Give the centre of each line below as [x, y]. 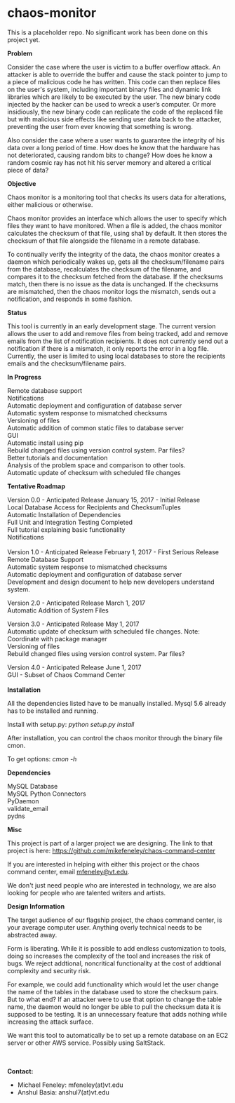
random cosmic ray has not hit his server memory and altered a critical [109, 162]
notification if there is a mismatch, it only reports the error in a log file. [108, 348]
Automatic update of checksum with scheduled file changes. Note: [103, 631]
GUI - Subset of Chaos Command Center [66, 674]
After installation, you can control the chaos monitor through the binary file [115, 737]
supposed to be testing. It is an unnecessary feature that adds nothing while [117, 1014]
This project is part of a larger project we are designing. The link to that [110, 843]
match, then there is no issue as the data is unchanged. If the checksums [113, 284]
